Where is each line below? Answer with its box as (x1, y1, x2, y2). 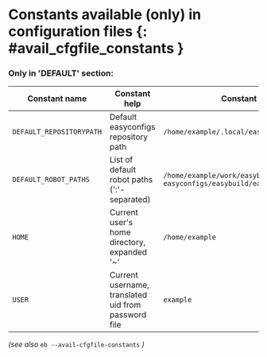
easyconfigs (110, 122, 156, 133)
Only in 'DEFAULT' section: (8, 68, 114, 79)
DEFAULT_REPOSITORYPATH (12, 127, 103, 137)
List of (110, 154, 133, 165)
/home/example (162, 233, 217, 242)
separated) (110, 194, 151, 205)
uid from (110, 300, 141, 311)
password (110, 309, 147, 320)
